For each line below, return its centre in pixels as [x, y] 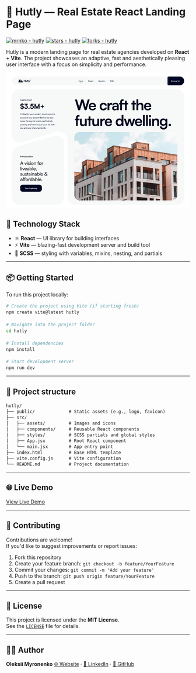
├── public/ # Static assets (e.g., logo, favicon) [86, 412]
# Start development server [40, 362]
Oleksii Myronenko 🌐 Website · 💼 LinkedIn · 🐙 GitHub [70, 664]
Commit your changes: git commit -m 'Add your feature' [84, 570]
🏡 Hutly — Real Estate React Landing [96, 12]
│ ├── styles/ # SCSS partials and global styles [81, 435]
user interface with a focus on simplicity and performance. [76, 64]
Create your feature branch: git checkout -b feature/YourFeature [94, 563]
